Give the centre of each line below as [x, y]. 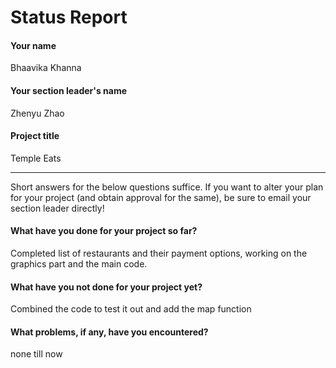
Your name [33, 45]
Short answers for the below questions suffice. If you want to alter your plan [167, 187]
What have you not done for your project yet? [106, 287]
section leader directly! [57, 208]
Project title [35, 136]
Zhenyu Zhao [37, 113]
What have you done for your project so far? [104, 231]
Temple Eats [36, 158]
